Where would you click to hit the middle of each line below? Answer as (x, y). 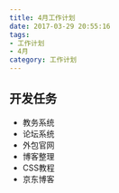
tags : (19, 34)
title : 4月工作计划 (42, 18)
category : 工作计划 (43, 60)
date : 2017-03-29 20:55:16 (60, 26)
